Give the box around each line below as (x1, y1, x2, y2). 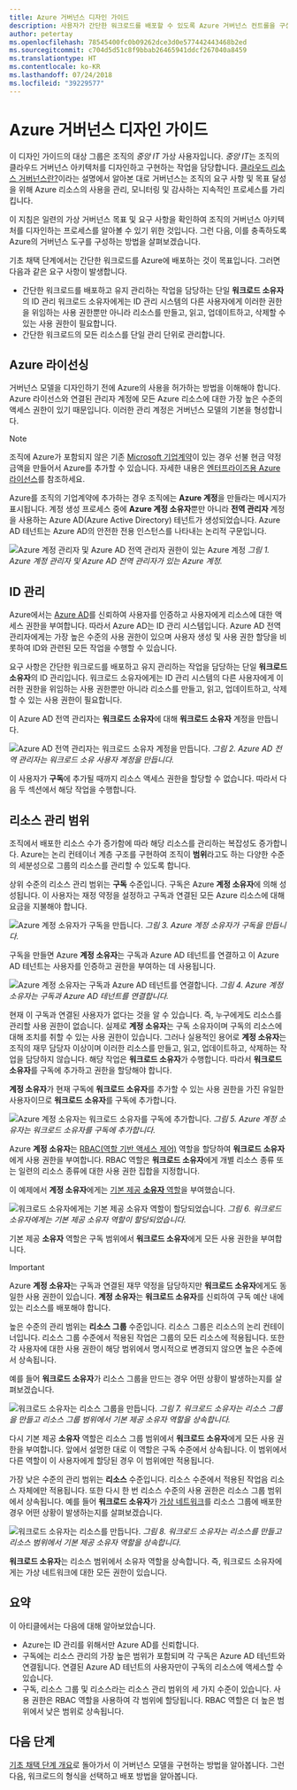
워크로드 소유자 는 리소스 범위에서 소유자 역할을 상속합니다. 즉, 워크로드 (9, 1556, 252, 1566)
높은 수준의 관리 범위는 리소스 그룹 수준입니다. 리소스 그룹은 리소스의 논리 (9, 1321, 261, 1331)
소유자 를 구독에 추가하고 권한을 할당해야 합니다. (9, 1065, 172, 1075)
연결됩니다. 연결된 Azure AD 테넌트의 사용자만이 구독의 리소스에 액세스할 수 (21, 1662, 284, 1672)
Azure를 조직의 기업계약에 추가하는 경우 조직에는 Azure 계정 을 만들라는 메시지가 (9, 492, 286, 503)
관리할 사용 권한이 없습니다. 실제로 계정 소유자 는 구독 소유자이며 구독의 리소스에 (9, 1020, 283, 1031)
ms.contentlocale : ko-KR (9, 63, 101, 72)
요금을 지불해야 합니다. (9, 901, 88, 911)
